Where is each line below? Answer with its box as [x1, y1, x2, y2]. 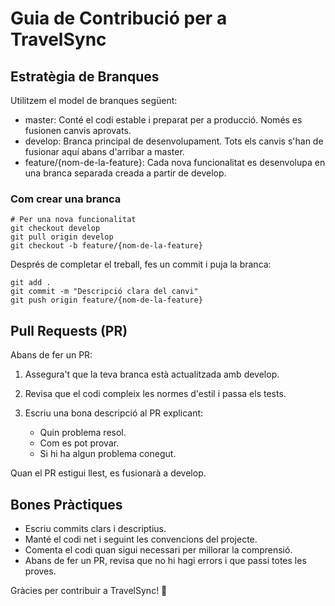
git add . [10, 278, 52, 288]
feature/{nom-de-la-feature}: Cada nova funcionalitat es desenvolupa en [24, 157, 326, 168]
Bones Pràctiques [10, 496, 123, 513]
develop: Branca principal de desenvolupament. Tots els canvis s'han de [24, 135, 324, 147]
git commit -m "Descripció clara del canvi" [10, 287, 199, 297]
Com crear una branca [10, 192, 122, 206]
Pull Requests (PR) [10, 322, 128, 339]
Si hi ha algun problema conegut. [39, 448, 177, 460]
